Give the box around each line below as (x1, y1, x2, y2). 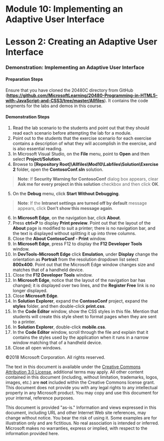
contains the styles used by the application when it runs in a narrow (12, 334, 149, 340)
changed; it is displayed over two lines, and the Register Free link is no (12, 282, 155, 288)
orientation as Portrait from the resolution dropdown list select (12, 256, 139, 262)
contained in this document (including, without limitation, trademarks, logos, (5, 374, 159, 380)
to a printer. (12, 319, 36, 325)
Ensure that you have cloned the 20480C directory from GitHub (5, 87, 134, 93)
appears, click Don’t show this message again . (17, 205, 114, 211)
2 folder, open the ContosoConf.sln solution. (12, 166, 103, 172)
